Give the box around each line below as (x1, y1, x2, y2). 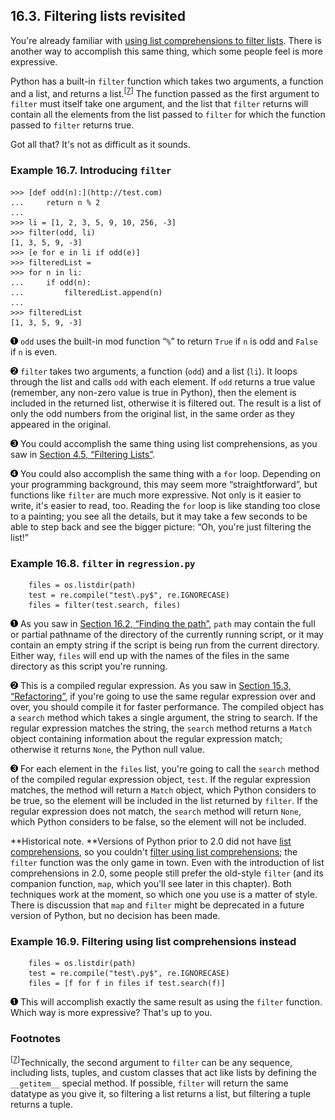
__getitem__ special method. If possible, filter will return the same (10, 1077, 289, 1089)
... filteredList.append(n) (10, 287, 163, 298)
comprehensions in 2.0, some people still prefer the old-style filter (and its (10, 867, 324, 879)
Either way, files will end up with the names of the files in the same (10, 650, 290, 662)
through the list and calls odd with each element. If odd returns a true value (10, 375, 316, 388)
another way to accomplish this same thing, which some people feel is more (10, 45, 323, 57)
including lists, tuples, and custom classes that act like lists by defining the (10, 1067, 317, 1079)
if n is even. (10, 345, 58, 358)
